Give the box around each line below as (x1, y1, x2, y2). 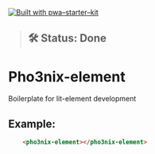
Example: (8, 116, 56, 131)
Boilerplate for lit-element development (8, 94, 137, 104)
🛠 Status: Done (27, 32, 107, 45)
